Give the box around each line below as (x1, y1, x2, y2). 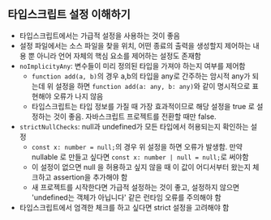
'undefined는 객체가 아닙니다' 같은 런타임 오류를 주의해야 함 (31, 192, 222, 202)
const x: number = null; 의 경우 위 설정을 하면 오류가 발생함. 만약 (31, 142, 243, 151)
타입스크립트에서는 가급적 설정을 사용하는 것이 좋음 (19, 31, 180, 40)
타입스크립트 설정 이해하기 (7, 7, 131, 22)
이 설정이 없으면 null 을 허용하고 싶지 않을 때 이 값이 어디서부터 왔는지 (31, 162, 251, 171)
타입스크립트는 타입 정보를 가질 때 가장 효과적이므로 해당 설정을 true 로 (31, 101, 255, 111)
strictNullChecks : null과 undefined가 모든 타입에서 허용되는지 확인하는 (19, 121, 249, 131)
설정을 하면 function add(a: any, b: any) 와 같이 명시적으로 (55, 81, 251, 91)
